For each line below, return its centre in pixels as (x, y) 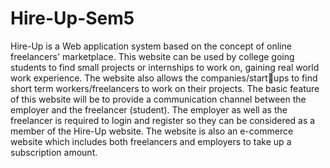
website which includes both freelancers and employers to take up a (151, 141)
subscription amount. (54, 152)
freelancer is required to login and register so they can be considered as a (163, 120)
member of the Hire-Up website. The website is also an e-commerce (152, 131)
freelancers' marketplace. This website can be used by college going (152, 56)
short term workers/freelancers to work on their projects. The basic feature (165, 88)
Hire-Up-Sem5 (72, 18)
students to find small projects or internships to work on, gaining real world (165, 67)
